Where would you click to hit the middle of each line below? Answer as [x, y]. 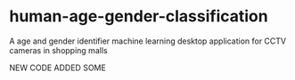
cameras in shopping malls [59, 50]
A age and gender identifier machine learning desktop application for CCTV [148, 41]
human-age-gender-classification [139, 16]
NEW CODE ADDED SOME [58, 68]
